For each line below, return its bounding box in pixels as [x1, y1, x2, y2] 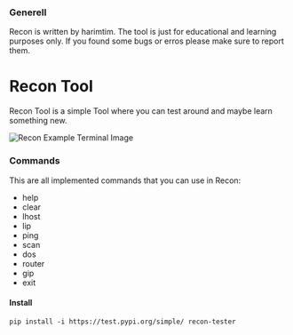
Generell [9, 6, 47, 19]
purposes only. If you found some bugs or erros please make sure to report [9, 36, 284, 46]
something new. [9, 116, 67, 126]
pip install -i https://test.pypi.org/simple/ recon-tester [9, 317, 237, 326]
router [21, 258, 45, 268]
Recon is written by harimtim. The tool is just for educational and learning [9, 27, 277, 37]
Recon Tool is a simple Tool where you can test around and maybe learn [9, 106, 273, 116]
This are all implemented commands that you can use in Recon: [9, 175, 242, 186]
